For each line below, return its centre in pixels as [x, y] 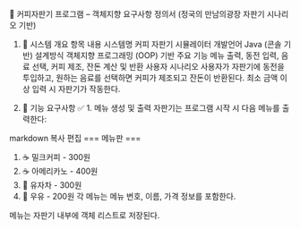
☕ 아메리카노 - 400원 [60, 171]
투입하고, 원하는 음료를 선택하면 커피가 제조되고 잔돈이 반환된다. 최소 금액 [150, 78]
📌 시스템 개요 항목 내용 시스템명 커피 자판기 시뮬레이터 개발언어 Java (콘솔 [152, 44]
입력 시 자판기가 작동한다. [76, 89]
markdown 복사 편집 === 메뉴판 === [75, 138]
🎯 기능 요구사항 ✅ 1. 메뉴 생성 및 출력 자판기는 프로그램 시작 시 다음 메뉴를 [151, 108]
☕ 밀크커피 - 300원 [56, 157]
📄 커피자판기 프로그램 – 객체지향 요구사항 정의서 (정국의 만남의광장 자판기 [137, 14]
